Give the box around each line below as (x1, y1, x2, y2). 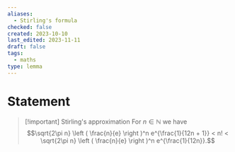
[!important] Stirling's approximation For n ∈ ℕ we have (24, 117, 188, 126)
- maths (13, 57, 37, 64)
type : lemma (7, 63, 42, 70)
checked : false (7, 23, 52, 30)
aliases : (7, 10, 33, 18)
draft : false (7, 43, 46, 50)
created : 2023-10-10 (7, 30, 69, 37)
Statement (7, 93, 71, 110)
